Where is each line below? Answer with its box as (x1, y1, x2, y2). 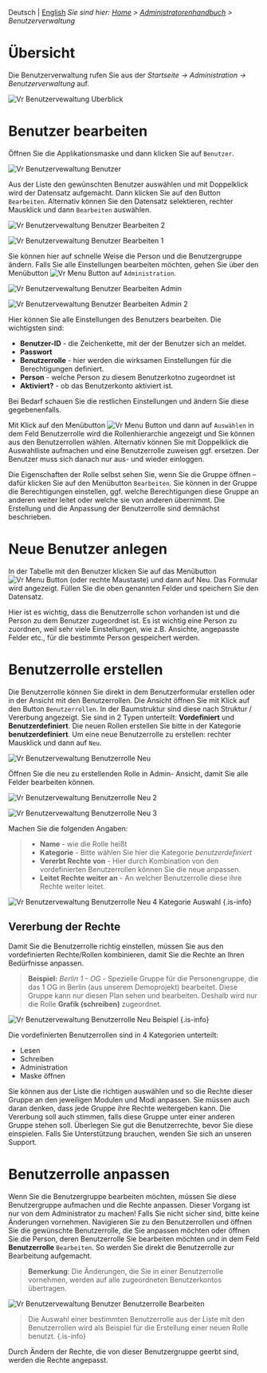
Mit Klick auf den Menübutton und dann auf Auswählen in (8, 420, 254, 430)
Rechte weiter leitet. (39, 882, 106, 891)
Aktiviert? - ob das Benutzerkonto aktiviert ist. (19, 381, 174, 390)
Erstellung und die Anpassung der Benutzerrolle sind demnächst (8, 503, 220, 513)
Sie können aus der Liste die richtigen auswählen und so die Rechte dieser (8, 1086, 253, 1096)
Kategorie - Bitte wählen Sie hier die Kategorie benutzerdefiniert (39, 847, 253, 857)
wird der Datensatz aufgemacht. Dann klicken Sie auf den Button (8, 187, 221, 197)
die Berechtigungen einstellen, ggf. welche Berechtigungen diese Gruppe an (8, 487, 259, 496)
